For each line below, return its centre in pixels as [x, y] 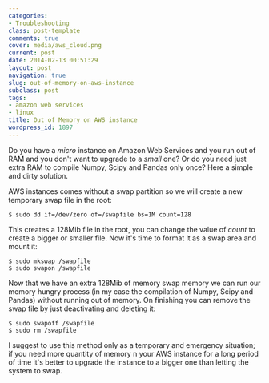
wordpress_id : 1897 [41, 127]
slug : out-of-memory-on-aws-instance [71, 83]
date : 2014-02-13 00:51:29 [53, 61]
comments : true [34, 38]
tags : [17, 98]
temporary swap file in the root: [60, 200]
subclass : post [34, 90]
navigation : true [37, 75]
